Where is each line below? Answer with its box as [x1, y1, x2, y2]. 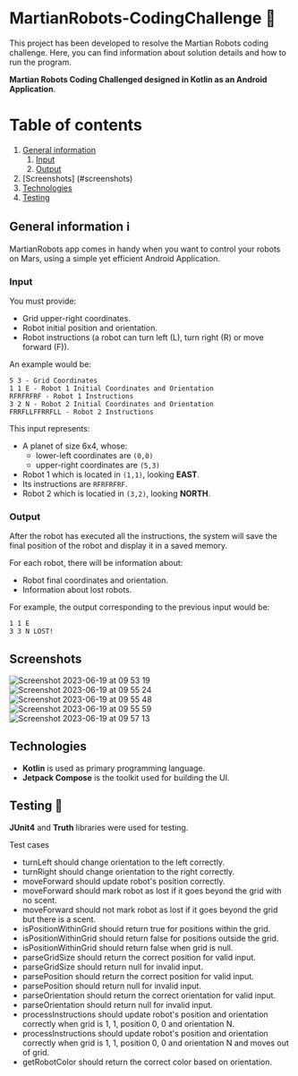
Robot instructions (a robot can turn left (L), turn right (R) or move [21, 331, 264, 343]
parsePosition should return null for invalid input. [21, 980, 201, 991]
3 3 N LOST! [9, 627, 54, 636]
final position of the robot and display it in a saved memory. [9, 541, 228, 551]
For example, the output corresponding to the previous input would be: [9, 602, 270, 612]
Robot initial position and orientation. [21, 322, 158, 333]
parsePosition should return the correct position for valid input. [21, 970, 255, 981]
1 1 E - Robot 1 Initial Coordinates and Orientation [9, 384, 215, 393]
